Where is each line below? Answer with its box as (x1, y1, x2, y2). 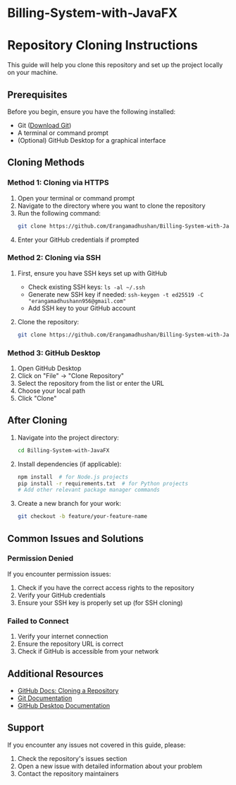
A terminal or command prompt (17, 129, 109, 137)
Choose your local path (17, 386, 86, 395)
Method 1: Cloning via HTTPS (7, 178, 109, 188)
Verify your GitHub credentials (17, 591, 106, 599)
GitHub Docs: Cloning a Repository (17, 686, 119, 695)
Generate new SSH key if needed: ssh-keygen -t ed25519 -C (27, 290, 204, 298)
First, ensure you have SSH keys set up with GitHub (17, 268, 168, 277)
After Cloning (7, 415, 68, 427)
